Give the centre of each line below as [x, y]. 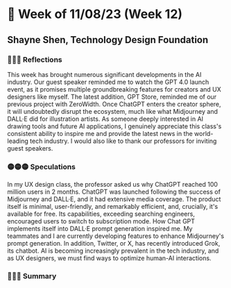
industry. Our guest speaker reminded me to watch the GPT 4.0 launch [108, 82]
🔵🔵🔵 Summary [32, 276]
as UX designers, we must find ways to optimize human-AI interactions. [109, 258]
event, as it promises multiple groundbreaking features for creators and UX [114, 89]
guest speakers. [30, 148]
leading [18, 141]
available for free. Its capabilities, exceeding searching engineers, [101, 214]
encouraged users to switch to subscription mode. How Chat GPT [101, 221]
